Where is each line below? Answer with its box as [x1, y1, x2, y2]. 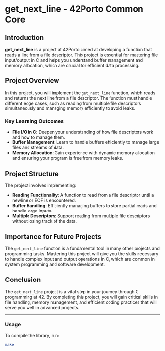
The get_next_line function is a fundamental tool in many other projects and [5, 246, 160, 251]
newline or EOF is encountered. [12, 197, 76, 203]
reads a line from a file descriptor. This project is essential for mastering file [5, 52, 158, 58]
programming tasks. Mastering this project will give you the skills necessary [5, 250, 159, 257]
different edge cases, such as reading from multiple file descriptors [5, 100, 141, 106]
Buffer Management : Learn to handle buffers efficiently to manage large [12, 140, 160, 145]
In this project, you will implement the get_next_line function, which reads [5, 90, 156, 96]
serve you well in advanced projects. [5, 304, 80, 310]
